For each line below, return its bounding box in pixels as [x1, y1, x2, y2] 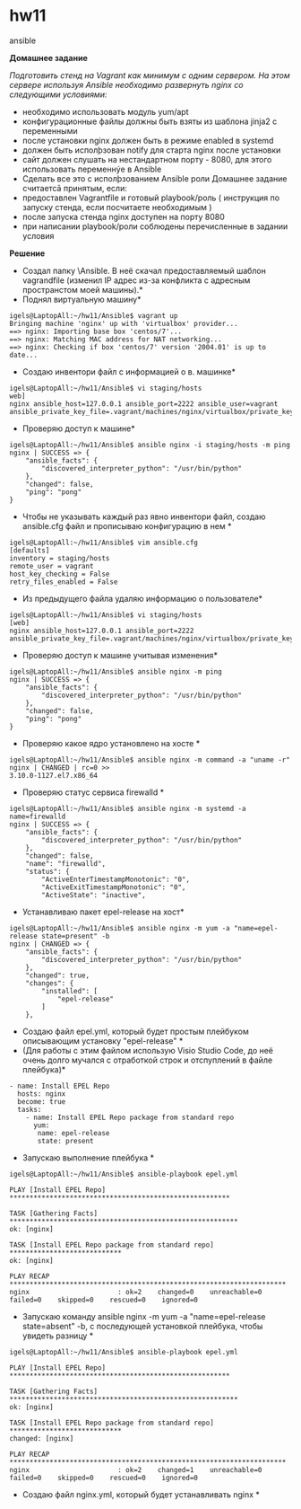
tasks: [17, 1105, 42, 1114]
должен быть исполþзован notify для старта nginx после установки [21, 145, 281, 155]
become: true [17, 1097, 66, 1106]
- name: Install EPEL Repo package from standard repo [25, 1113, 235, 1122]
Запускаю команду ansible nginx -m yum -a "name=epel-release [21, 1310, 266, 1321]
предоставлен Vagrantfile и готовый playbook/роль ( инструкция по [21, 192, 280, 203]
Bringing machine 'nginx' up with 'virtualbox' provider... [9, 319, 239, 328]
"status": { [25, 867, 70, 876]
